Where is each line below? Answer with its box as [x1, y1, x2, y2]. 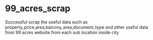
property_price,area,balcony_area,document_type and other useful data [5, 24, 149, 30]
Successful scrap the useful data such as [5, 19, 88, 25]
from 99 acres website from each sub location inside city [5, 29, 119, 35]
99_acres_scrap [5, 3, 70, 14]
